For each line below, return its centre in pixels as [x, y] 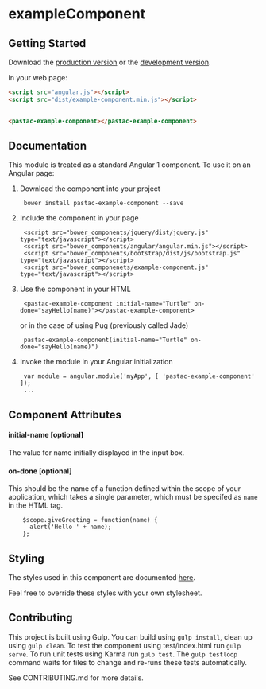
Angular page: [31, 173]
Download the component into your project [90, 189]
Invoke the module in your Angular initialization [96, 362]
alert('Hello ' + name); [70, 527]
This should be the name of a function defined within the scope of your [125, 489]
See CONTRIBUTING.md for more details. [76, 678]
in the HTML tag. [36, 505]
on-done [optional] [40, 471]
